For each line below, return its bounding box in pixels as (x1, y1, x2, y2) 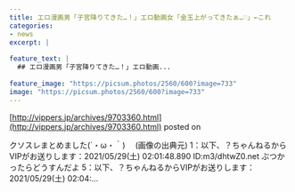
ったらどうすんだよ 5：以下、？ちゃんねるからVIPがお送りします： (9, 162, 256, 172)
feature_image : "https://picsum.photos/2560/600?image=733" (9, 79, 238, 88)
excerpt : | (9, 37, 50, 47)
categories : (9, 21, 53, 30)
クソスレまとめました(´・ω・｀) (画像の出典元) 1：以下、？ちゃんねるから (9, 140, 287, 150)
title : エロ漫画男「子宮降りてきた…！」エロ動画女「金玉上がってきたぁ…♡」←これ (9, 12, 272, 22)
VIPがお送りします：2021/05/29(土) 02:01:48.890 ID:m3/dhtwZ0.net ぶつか (9, 150, 285, 161)
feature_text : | (9, 54, 70, 63)
